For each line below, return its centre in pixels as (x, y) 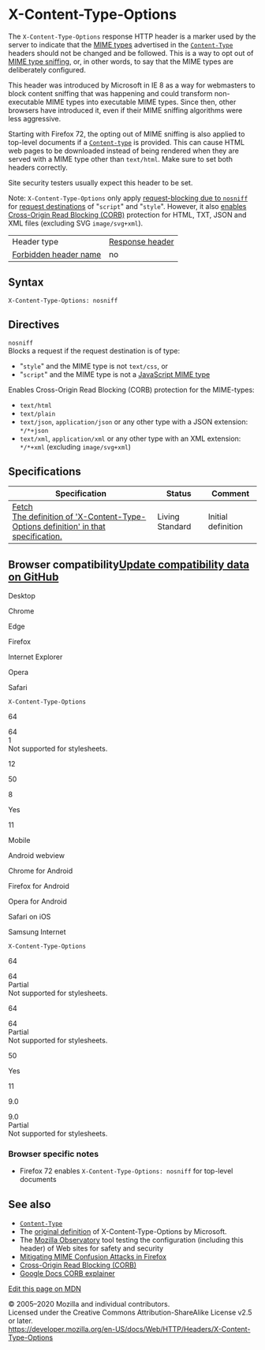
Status (179, 494)
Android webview (37, 856)
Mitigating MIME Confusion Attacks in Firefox (93, 1257)
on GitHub (34, 577)
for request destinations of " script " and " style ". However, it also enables (127, 206)
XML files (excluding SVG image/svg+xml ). (76, 223)
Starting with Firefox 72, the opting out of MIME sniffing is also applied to (127, 134)
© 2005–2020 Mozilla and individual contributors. (89, 1304)
